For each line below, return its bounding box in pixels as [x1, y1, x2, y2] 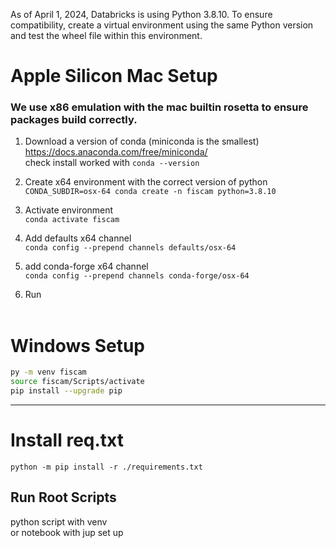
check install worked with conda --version [24, 157, 200, 169]
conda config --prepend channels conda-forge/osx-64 [24, 271, 250, 281]
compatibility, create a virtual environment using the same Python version [10, 19, 314, 31]
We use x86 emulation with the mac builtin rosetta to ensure [10, 100, 309, 114]
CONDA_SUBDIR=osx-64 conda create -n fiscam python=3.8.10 [24, 187, 277, 197]
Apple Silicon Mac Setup [10, 65, 218, 88]
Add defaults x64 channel [24, 232, 132, 244]
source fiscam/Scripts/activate [10, 377, 145, 387]
